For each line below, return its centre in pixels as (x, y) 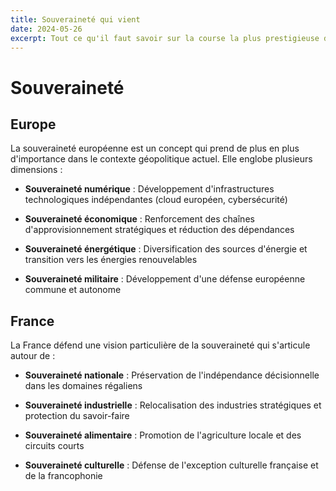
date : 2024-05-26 (46, 29)
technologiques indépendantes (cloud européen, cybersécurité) (156, 200)
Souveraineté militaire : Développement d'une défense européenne (165, 279)
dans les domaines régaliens (83, 386)
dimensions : (36, 170)
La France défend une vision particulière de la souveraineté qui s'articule (160, 345)
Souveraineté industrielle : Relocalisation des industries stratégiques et (173, 405)
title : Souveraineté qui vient (75, 19)
